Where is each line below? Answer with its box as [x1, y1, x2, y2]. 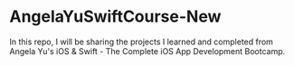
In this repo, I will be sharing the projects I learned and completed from [9, 36, 274, 47]
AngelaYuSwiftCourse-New [9, 6, 222, 27]
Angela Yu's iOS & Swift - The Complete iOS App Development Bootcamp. [9, 45, 286, 56]
